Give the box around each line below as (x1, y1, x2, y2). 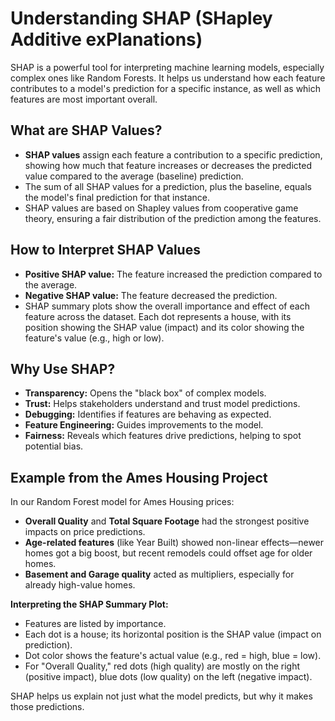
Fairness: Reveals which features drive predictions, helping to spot (24, 430, 302, 442)
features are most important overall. (10, 93, 158, 105)
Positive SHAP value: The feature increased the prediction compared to (24, 268, 323, 280)
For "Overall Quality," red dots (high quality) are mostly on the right (24, 660, 300, 672)
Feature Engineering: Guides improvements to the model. (24, 419, 264, 431)
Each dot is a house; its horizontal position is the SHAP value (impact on (24, 628, 322, 641)
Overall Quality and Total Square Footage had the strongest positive (24, 515, 310, 527)
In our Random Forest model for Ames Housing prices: (10, 496, 235, 508)
